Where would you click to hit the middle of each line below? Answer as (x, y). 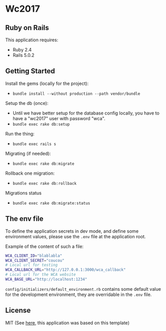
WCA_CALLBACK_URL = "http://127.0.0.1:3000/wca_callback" (65, 270)
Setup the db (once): (27, 103)
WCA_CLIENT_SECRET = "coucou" (35, 260)
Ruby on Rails (27, 28)
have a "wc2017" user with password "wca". (59, 118)
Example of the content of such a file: (44, 246)
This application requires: (32, 40)
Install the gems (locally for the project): (47, 83)
